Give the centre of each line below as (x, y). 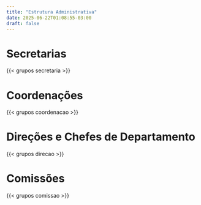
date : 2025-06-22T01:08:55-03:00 (49, 18)
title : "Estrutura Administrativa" (52, 12)
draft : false (23, 23)
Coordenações (45, 95)
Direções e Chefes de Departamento (101, 137)
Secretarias (36, 54)
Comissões (36, 179)
